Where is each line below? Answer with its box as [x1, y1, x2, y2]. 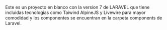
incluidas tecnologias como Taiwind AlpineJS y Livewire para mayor [5, 9, 146, 15]
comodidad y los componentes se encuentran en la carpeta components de [5, 15, 162, 20]
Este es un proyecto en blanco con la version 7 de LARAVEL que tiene [5, 4, 150, 10]
